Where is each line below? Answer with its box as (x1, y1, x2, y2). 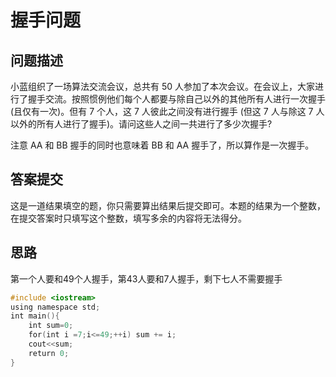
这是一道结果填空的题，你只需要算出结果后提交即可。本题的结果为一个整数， (10, 199, 326, 211)
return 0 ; (28, 348, 70, 358)
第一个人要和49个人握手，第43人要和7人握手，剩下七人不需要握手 (10, 272, 283, 285)
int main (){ (10, 311, 60, 321)
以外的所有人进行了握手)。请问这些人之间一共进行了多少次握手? (10, 118, 273, 130)
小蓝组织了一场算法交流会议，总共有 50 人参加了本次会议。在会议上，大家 (10, 81, 316, 92)
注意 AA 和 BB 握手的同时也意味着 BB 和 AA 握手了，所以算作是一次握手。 (10, 139, 315, 151)
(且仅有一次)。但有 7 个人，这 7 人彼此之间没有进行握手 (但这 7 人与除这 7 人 (10, 106, 325, 117)
